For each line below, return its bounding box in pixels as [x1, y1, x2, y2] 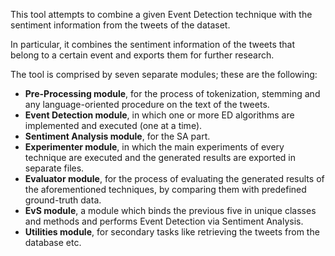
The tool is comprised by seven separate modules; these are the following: [10, 69, 318, 80]
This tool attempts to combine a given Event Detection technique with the [10, 9, 313, 20]
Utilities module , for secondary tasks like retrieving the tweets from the [24, 226, 320, 238]
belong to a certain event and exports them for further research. [10, 49, 275, 61]
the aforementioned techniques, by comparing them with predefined [24, 184, 307, 195]
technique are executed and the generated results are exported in [24, 152, 297, 163]
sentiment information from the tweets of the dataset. [10, 19, 231, 31]
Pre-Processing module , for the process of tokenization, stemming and [24, 88, 321, 99]
